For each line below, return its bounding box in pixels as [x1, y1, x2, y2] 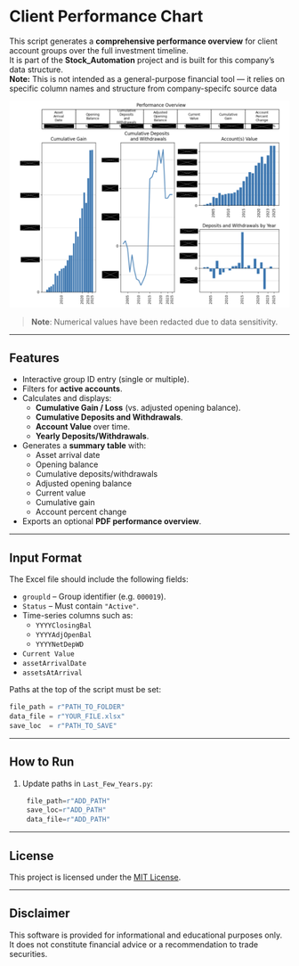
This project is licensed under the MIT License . [9, 872, 182, 883]
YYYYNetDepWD [35, 640, 85, 650]
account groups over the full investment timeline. [9, 45, 189, 55]
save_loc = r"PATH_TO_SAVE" [9, 721, 117, 730]
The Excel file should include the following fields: [9, 574, 189, 585]
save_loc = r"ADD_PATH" [26, 806, 107, 815]
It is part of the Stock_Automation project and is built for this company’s [9, 54, 275, 65]
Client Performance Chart [9, 6, 204, 27]
